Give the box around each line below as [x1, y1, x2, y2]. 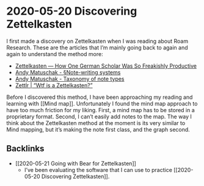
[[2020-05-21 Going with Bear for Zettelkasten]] [15, 160, 136, 167]
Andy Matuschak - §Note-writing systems [15, 68, 121, 76]
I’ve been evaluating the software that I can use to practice [24, 166, 173, 173]
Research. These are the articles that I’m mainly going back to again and [6, 44, 188, 51]
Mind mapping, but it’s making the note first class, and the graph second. [6, 126, 191, 133]
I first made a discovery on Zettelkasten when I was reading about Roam [6, 37, 188, 45]
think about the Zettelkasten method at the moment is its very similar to [6, 119, 186, 126]
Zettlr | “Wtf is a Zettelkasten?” [15, 81, 93, 89]
